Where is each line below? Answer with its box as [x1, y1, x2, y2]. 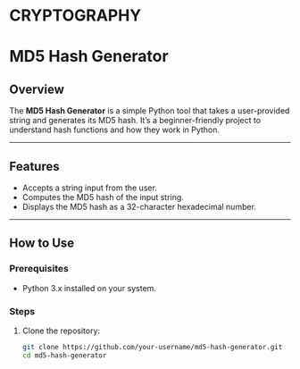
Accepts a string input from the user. [21, 182, 158, 193]
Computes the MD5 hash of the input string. [21, 192, 185, 202]
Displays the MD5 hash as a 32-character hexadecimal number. [21, 202, 257, 212]
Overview [9, 81, 65, 96]
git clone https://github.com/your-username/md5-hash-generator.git [21, 342, 283, 351]
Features [9, 158, 60, 174]
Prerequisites [9, 263, 69, 275]
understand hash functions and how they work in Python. [9, 124, 221, 135]
